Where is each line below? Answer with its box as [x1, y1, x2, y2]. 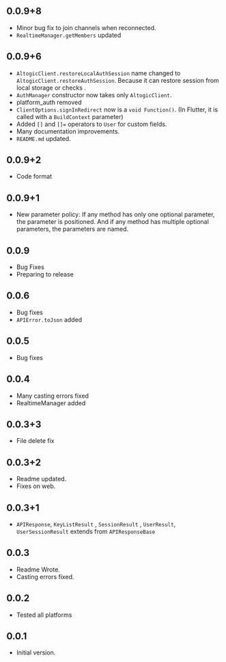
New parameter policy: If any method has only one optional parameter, [16, 210, 215, 218]
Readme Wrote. [16, 565, 61, 574]
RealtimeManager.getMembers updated [16, 31, 122, 39]
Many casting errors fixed [16, 392, 89, 400]
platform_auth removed [16, 98, 83, 106]
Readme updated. [16, 475, 67, 483]
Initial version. [16, 648, 56, 657]
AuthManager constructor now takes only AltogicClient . [16, 90, 172, 99]
